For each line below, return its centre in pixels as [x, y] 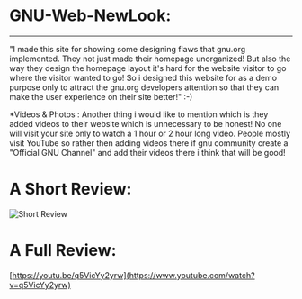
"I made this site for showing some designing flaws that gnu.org [128, 49]
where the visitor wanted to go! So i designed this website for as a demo [143, 77]
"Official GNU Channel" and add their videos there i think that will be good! [147, 152]
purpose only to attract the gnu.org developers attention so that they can [144, 87]
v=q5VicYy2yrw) [40, 285]
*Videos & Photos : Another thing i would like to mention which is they [139, 114]
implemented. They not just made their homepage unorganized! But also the [150, 59]
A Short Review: [71, 189]
